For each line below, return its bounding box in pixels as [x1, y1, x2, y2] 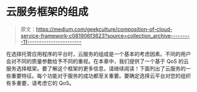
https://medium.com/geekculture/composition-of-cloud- [36, 26, 173, 33]
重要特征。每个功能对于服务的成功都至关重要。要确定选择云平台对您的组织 [11, 72, 191, 79]
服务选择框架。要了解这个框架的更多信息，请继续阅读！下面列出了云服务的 [6, 65, 186, 72]
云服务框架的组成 [6, 5, 89, 19]
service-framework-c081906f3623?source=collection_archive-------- [20, 32, 190, 39]
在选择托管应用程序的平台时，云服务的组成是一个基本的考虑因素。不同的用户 [6, 50, 191, 57]
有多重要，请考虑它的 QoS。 [6, 79, 75, 86]
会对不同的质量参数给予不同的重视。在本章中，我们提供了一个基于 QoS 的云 [6, 58, 189, 65]
